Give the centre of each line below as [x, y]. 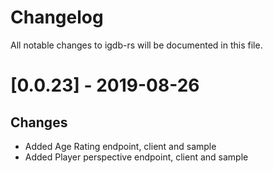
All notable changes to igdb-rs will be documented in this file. [136, 45]
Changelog [57, 17]
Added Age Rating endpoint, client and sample [120, 146]
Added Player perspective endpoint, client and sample [136, 157]
